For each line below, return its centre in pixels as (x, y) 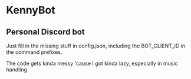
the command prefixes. (34, 52)
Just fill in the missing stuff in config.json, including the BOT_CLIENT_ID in (96, 46)
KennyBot (31, 10)
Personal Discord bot (45, 32)
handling (17, 70)
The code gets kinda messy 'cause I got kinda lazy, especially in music (92, 63)
